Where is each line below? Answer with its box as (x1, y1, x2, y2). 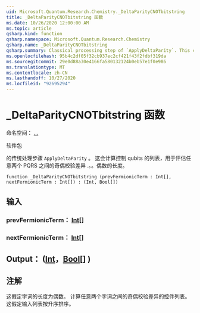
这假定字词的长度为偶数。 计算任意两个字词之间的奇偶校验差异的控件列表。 (6, 293, 190, 300)
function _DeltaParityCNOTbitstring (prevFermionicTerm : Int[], (6, 173, 171, 179)
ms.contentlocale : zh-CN (6, 70, 68, 76)
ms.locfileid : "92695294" (6, 81, 70, 87)
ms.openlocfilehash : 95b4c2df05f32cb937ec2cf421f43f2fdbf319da (6, 53, 167, 59)
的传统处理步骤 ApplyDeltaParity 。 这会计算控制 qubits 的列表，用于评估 (6, 154, 186, 162)
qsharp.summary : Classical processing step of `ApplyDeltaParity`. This (6, 48, 190, 54)
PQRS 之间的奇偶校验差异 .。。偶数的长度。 (23, 162, 128, 169)
